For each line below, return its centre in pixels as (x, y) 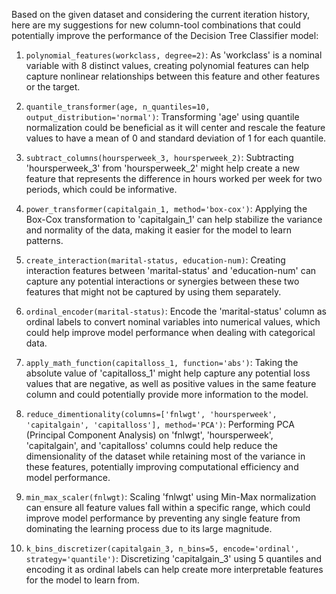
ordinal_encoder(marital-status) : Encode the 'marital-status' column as (176, 311)
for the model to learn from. (82, 580)
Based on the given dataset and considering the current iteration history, (161, 14)
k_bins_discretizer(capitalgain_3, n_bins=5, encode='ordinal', (162, 549)
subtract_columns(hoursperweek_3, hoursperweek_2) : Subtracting (159, 157)
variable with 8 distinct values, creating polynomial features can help (167, 65)
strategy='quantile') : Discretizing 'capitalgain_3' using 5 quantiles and (174, 558)
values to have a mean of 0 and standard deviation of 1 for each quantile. (176, 138)
